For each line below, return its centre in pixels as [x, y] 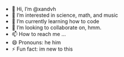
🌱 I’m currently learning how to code [55, 21]
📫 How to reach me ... [39, 34]
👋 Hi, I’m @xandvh [34, 9]
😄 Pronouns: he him [36, 42]
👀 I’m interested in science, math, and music [65, 15]
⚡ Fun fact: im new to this [42, 49]
